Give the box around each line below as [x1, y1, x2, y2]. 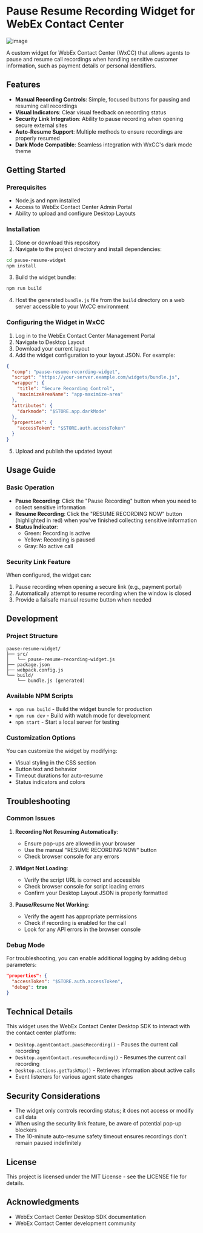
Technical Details [6, 1007, 73, 1017]
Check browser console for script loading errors [24, 882, 144, 890]
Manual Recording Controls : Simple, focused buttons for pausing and [15, 95, 190, 103]
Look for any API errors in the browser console [24, 926, 141, 933]
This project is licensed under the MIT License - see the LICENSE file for [6, 1173, 187, 1180]
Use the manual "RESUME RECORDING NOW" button [24, 846, 157, 853]
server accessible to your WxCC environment [15, 303, 129, 311]
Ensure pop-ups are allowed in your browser [24, 840, 136, 847]
